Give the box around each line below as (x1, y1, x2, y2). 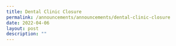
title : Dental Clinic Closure (6, 8, 82, 15)
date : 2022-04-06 (6, 20, 50, 26)
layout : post (6, 25, 39, 32)
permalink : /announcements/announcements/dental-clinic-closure (6, 14, 171, 20)
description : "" (6, 31, 47, 37)
